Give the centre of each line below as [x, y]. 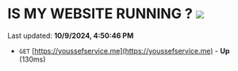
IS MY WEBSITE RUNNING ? [100, 14]
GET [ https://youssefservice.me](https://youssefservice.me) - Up [124, 50]
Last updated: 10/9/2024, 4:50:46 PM [71, 35]
